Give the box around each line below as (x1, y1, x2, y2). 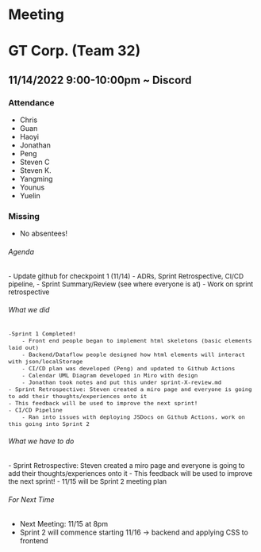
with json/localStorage (8, 357, 83, 366)
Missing (8, 210, 40, 221)
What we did (8, 305, 50, 315)
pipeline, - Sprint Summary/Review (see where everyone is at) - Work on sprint (8, 279, 254, 289)
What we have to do (8, 436, 75, 446)
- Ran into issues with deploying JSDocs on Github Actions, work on (21, 412, 246, 421)
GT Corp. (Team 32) (8, 42, 141, 60)
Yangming (19, 174, 53, 184)
